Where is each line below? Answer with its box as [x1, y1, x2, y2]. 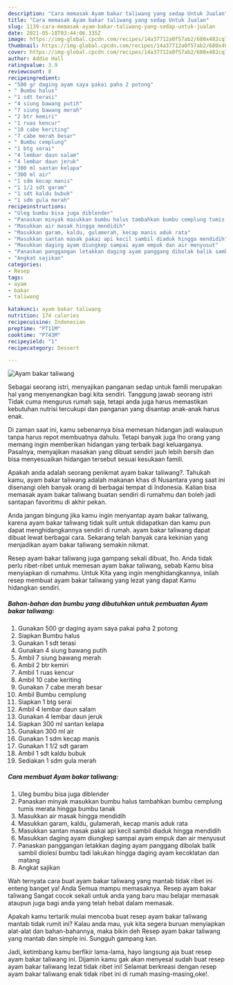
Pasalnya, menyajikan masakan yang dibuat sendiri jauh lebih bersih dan [8, 448, 214, 456]
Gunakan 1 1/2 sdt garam [17, 742, 88, 750]
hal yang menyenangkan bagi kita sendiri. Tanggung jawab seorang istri [8, 390, 213, 399]
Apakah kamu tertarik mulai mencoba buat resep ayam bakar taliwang [8, 912, 207, 921]
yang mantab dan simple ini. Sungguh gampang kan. [8, 934, 158, 943]
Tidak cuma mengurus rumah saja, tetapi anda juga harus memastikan [8, 397, 208, 406]
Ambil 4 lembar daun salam [17, 705, 96, 714]
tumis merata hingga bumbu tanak [17, 804, 116, 813]
